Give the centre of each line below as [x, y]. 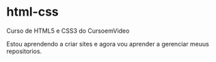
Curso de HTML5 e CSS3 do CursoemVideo [68, 31]
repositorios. [24, 51]
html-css [32, 12]
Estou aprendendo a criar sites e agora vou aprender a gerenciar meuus [108, 44]
